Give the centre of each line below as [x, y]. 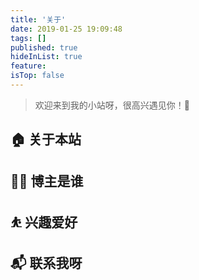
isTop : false [37, 76]
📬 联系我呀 [46, 263]
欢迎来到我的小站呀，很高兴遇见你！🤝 [112, 105]
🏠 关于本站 [46, 139]
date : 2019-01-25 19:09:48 [66, 29]
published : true [44, 47]
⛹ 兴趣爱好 [44, 222]
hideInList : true [46, 57]
